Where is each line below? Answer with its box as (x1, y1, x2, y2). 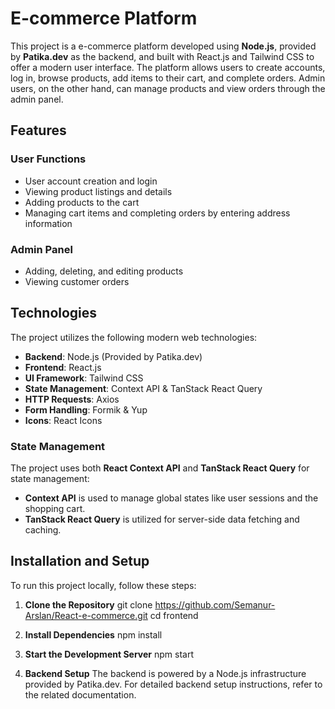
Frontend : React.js (24, 361, 102, 373)
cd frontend (149, 609, 199, 621)
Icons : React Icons (24, 414, 103, 426)
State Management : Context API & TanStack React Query (24, 382, 263, 394)
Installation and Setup (10, 553, 150, 570)
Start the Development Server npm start (24, 648, 194, 660)
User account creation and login (24, 175, 158, 187)
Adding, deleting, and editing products (24, 265, 184, 277)
